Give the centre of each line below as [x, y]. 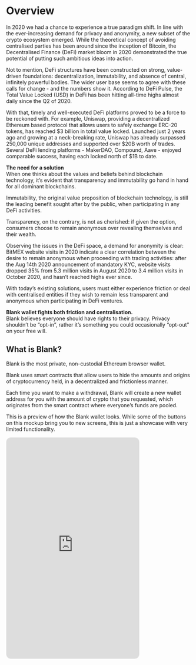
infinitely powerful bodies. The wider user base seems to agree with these [96, 82]
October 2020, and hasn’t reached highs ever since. [69, 277]
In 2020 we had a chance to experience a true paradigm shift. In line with [95, 27]
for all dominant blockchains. [41, 186]
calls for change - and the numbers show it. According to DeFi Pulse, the [94, 88]
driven [14, 76]
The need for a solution [35, 167]
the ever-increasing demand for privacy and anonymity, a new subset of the [98, 33]
